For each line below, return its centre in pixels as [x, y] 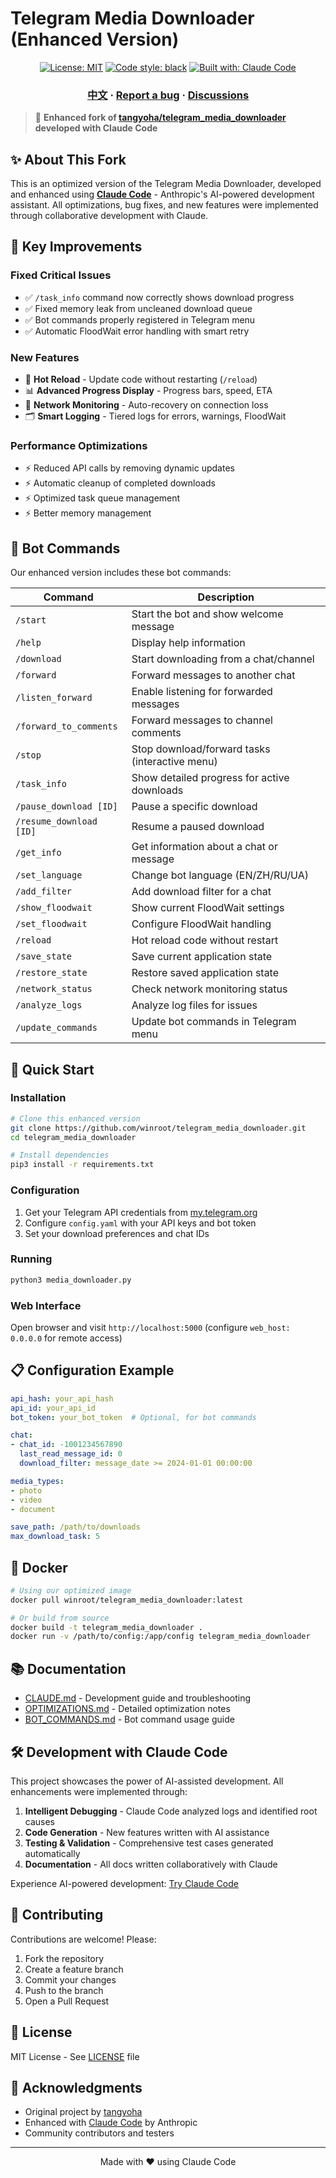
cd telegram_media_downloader [73, 1137]
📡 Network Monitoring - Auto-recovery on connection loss [146, 405]
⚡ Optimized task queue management [102, 498]
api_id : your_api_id [53, 1408]
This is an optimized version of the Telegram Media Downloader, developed [166, 184]
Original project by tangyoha [83, 2112]
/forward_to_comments [66, 726]
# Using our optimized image [71, 1590]
